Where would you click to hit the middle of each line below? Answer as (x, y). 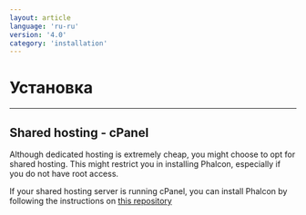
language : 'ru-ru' (44, 26)
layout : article (40, 18)
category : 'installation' (58, 43)
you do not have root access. (64, 174)
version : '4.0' (38, 34)
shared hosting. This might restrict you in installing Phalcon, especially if (145, 164)
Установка (51, 88)
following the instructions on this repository (91, 201)
